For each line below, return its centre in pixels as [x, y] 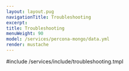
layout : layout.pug [30, 12]
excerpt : [17, 22]
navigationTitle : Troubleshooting [49, 17]
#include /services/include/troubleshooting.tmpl [65, 61]
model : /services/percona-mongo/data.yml [58, 39]
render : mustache [28, 45]
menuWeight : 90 [25, 34]
